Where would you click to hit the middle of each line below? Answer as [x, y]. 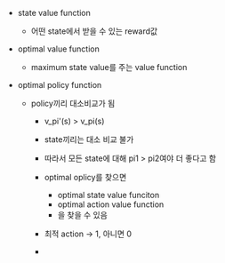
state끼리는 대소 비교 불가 [89, 139]
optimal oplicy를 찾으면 [85, 177]
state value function [54, 13]
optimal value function [58, 49]
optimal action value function [111, 204]
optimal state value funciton [108, 195]
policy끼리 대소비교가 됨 [73, 103]
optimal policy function [60, 85]
